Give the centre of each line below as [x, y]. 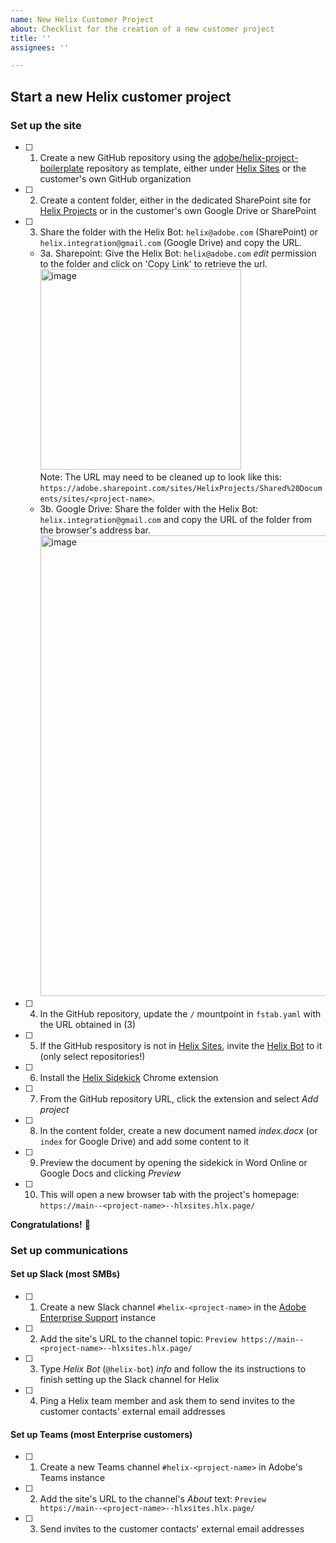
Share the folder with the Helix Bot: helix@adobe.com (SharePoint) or [178, 232]
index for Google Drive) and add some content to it [144, 1141]
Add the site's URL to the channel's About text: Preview [153, 1499]
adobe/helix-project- [256, 157]
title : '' [31, 38]
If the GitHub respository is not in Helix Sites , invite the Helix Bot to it [181, 1045]
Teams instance [72, 1478]
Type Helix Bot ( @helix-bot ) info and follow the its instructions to [173, 1369]
